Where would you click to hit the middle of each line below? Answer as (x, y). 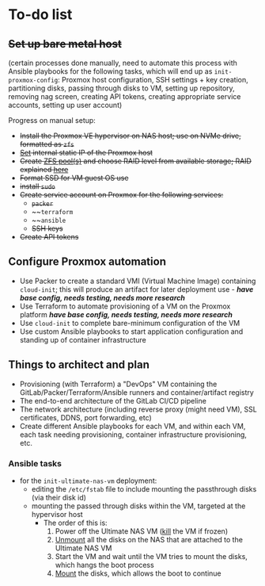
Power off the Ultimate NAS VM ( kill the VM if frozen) (141, 531)
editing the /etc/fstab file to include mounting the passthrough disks (144, 488)
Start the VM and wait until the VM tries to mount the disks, (151, 556)
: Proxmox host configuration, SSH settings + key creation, (153, 80)
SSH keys (47, 228)
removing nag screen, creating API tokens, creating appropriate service (125, 96)
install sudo (37, 186)
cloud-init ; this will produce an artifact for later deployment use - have (136, 289)
